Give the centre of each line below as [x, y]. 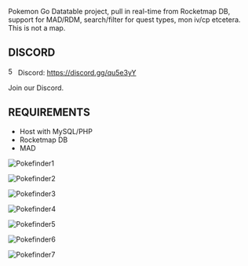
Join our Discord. [36, 87]
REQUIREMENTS [49, 113]
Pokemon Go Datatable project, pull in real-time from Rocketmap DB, [119, 11]
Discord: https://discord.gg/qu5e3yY [77, 72]
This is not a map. [37, 28]
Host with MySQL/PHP [56, 131]
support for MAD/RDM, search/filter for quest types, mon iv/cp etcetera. [124, 20]
